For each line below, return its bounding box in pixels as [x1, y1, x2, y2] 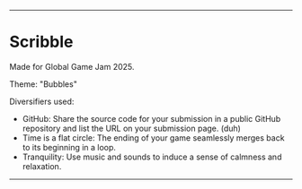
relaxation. [22, 160, 62, 171]
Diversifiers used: [9, 96, 75, 107]
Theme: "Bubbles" [9, 78, 78, 90]
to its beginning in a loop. [22, 142, 117, 152]
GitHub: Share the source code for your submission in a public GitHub [22, 113, 281, 124]
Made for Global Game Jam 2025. [9, 61, 135, 72]
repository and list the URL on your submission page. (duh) [22, 123, 241, 133]
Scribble [9, 32, 74, 52]
